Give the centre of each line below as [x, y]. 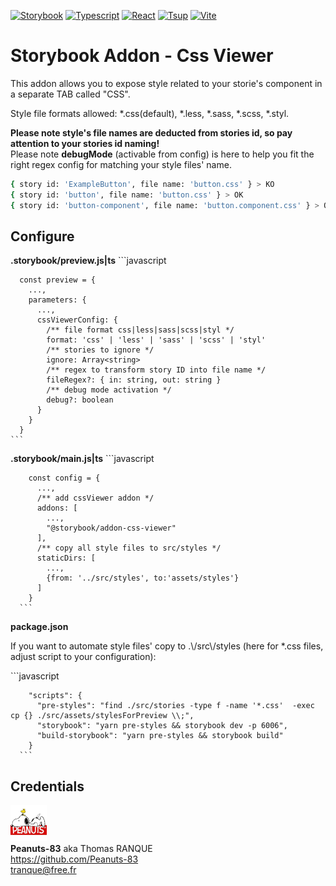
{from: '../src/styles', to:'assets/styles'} [143, 578]
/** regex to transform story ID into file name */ [156, 370]
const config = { [64, 478]
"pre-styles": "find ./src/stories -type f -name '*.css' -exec [175, 706]
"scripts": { [55, 696]
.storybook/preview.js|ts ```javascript [88, 261]
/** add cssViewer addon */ [95, 498]
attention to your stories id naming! [85, 143]
